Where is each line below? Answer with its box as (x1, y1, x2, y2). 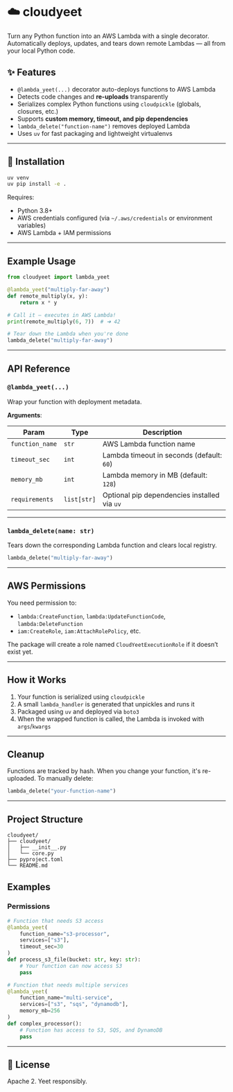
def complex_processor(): (7, 1020, 82, 1027)
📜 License (7, 1059, 51, 1071)
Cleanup (7, 749, 45, 760)
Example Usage (7, 255, 76, 267)
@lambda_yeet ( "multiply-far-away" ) (7, 286, 110, 293)
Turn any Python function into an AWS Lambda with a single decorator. (7, 31, 209, 40)
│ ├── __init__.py (7, 844, 67, 851)
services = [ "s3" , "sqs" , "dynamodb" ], (19, 1001, 129, 1008)
